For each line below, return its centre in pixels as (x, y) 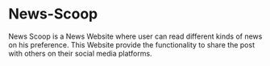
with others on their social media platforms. (80, 53)
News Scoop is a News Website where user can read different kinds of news (135, 36)
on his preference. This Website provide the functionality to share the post (132, 44)
